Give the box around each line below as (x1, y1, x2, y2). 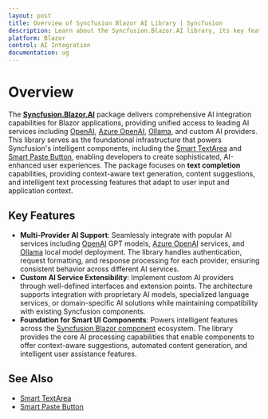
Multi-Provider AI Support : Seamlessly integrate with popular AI (19, 230, 232, 239)
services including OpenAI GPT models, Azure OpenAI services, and (19, 239, 245, 248)
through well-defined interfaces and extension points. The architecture (19, 281, 253, 291)
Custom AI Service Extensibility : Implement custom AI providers (19, 272, 234, 282)
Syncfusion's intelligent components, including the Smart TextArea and (8, 143, 242, 152)
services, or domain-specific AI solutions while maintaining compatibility (19, 298, 258, 307)
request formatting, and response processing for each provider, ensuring (19, 255, 260, 265)
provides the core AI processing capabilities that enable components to (19, 332, 255, 342)
